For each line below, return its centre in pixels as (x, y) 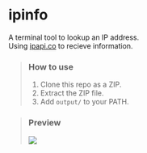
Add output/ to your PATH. (84, 102)
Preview (44, 123)
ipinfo (28, 15)
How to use (51, 66)
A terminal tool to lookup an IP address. (74, 37)
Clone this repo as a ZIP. (81, 85)
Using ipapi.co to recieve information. (71, 45)
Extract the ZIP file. (72, 93)
